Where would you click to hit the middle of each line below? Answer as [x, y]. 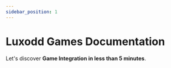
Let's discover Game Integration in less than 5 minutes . [76, 58]
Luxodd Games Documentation [85, 41]
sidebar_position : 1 [32, 12]
